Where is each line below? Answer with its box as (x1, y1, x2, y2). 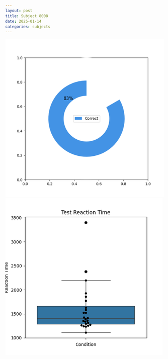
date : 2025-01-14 (5, 19, 42, 24)
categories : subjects (5, 24, 51, 29)
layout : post (5, 8, 33, 13)
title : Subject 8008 (5, 13, 49, 19)
